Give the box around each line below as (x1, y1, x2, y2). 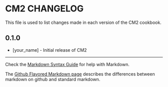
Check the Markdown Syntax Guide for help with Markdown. (5, 61, 130, 67)
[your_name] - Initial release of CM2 (12, 47, 87, 53)
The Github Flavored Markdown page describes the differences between (5, 71, 155, 77)
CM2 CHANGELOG (5, 3, 84, 14)
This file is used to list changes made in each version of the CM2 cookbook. (5, 19, 161, 25)
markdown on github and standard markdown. (5, 76, 100, 82)
